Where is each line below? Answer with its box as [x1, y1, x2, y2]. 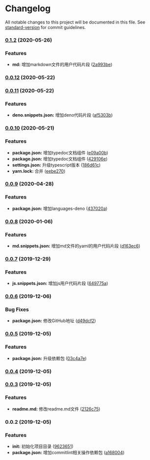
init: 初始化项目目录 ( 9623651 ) [12, 443, 74, 449]
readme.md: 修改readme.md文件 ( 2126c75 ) [12, 406, 101, 412]
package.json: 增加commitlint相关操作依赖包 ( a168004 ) [12, 449, 125, 455]
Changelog [5, 3, 51, 14]
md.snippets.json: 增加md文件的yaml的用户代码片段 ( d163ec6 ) [12, 243, 141, 249]
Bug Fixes [5, 306, 29, 313]
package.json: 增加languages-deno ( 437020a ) [12, 205, 107, 211]
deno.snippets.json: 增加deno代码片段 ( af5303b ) [12, 112, 113, 118]
